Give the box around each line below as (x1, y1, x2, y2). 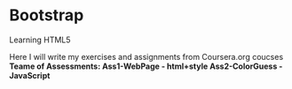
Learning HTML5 (9, 34, 71, 45)
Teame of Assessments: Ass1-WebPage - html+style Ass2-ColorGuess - (9, 61, 283, 71)
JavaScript (9, 70, 51, 80)
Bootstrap (9, 5, 84, 26)
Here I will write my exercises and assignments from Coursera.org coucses (9, 51, 284, 62)
